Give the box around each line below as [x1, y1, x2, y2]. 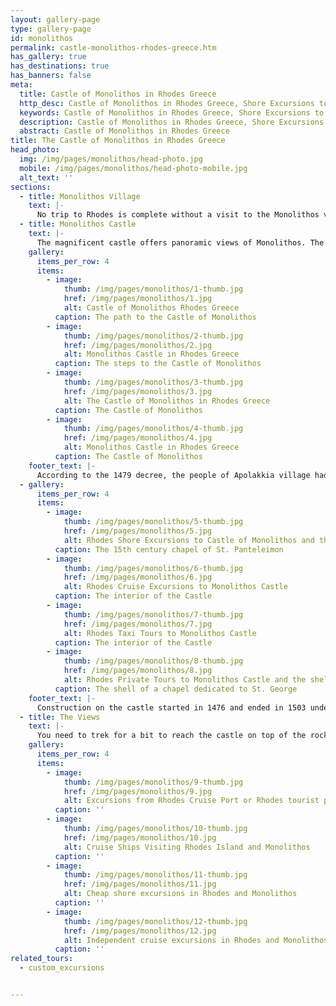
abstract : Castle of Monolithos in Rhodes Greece [19, 126, 230, 136]
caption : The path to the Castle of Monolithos [54, 312, 257, 322]
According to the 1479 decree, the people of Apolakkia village [36, 470, 311, 480]
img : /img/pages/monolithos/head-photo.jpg [19, 154, 203, 164]
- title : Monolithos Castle [19, 219, 137, 230]
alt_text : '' [19, 172, 74, 183]
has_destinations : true [10, 61, 110, 71]
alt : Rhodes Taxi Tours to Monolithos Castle [63, 628, 257, 638]
